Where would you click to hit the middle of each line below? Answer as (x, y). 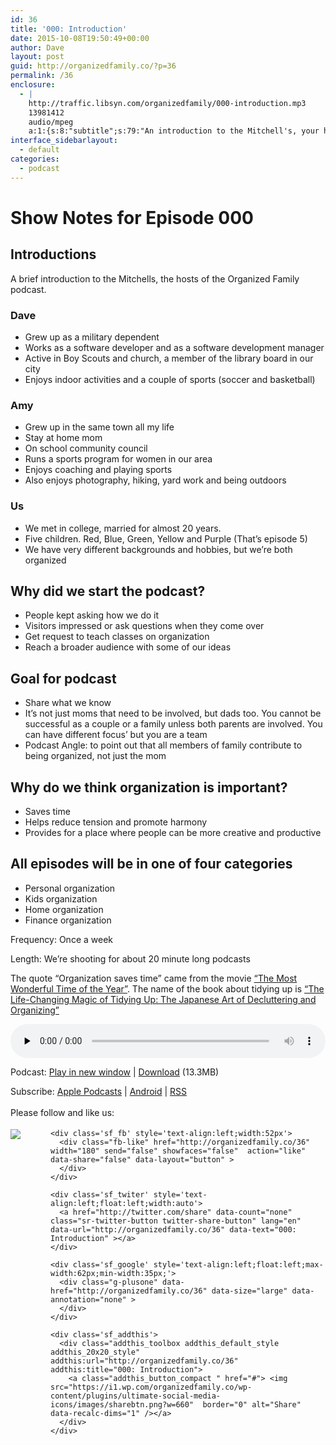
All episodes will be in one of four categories (151, 864)
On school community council (86, 448)
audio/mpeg (51, 122)
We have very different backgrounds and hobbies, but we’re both (158, 549)
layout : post (37, 57)
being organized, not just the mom (95, 756)
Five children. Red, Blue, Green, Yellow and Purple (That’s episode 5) (166, 538)
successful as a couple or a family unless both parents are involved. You (173, 724)
